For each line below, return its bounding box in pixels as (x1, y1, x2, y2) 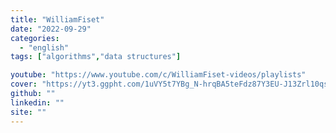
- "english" (19, 42, 70, 53)
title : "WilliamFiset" (10, 14, 105, 25)
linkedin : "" (10, 97, 65, 108)
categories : (10, 33, 60, 43)
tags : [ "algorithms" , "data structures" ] (10, 52, 182, 62)
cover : (10, 79, 38, 90)
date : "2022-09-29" (10, 24, 92, 34)
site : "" (10, 107, 47, 117)
